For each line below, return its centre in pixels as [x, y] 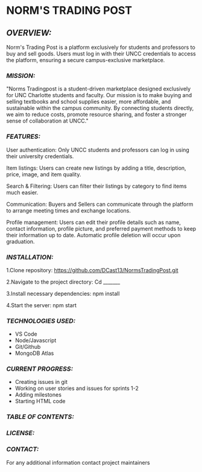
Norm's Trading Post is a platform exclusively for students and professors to [101, 47]
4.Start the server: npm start [42, 305]
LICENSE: [21, 433]
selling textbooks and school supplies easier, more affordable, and [89, 102]
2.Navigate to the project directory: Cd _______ [63, 282]
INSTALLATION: [30, 257]
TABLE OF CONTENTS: [40, 417]
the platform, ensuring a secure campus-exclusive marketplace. [86, 60]
